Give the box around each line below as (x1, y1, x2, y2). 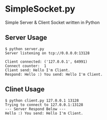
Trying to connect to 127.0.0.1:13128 (5, 102, 83, 107)
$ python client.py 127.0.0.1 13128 (5, 98, 79, 103)
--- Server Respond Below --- (5, 106, 66, 111)
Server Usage (5, 34, 47, 42)
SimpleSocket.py (5, 3, 76, 15)
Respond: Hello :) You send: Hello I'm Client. (5, 72, 103, 77)
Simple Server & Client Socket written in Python (5, 19, 100, 25)
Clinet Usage (5, 85, 45, 93)
